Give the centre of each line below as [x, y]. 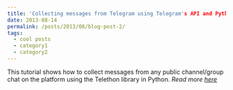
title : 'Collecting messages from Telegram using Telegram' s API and [110, 13]
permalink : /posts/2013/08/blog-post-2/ [67, 26]
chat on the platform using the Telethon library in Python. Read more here [112, 79]
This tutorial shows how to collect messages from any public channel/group [115, 72]
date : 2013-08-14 [32, 20]
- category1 [31, 46]
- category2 [31, 53]
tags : [15, 33]
